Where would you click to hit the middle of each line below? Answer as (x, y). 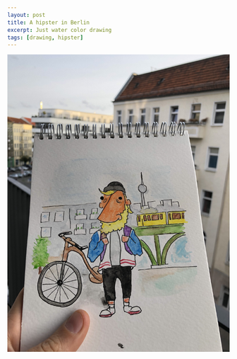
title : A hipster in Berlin (49, 22)
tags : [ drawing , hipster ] (45, 38)
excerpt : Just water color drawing (60, 30)
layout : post (26, 15)
